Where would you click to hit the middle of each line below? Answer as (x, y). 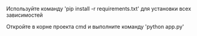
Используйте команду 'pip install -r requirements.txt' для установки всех (99, 9)
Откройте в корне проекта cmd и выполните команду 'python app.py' (95, 27)
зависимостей (25, 15)
